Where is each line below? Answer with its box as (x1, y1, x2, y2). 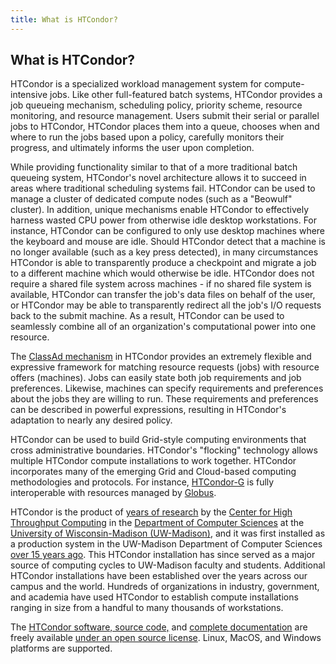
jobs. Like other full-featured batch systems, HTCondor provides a (49, 89, 323, 101)
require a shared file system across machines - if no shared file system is (10, 278, 312, 290)
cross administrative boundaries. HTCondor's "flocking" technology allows (10, 444, 318, 456)
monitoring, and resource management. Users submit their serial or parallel (10, 110, 320, 122)
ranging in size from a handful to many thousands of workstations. (10, 602, 284, 614)
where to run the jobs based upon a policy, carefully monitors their (10, 131, 285, 143)
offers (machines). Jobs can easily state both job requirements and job (10, 372, 302, 384)
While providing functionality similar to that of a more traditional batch (10, 161, 298, 173)
